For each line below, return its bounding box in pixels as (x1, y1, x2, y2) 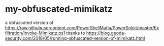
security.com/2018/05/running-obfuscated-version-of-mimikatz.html (5, 35, 145, 41)
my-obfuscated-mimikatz (5, 3, 113, 15)
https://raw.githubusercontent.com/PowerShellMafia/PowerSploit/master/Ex (5, 24, 159, 30)
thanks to (66, 30, 85, 36)
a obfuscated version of (5, 20, 54, 25)
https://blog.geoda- (86, 30, 126, 36)
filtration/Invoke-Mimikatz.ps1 (5, 30, 66, 36)
